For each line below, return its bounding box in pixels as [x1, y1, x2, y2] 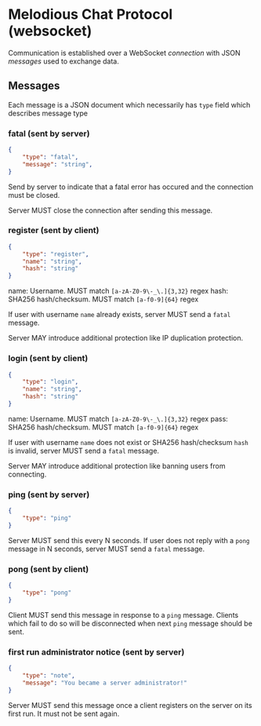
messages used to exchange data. [8, 57, 120, 66]
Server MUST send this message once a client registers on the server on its [8, 700, 252, 710]
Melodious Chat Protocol [8, 5, 173, 24]
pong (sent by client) [8, 564, 89, 575]
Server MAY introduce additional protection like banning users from [8, 461, 226, 470]
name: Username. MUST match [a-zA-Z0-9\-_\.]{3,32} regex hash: [8, 286, 229, 296]
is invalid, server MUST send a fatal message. [8, 446, 159, 455]
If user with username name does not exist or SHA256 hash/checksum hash [8, 437, 248, 447]
